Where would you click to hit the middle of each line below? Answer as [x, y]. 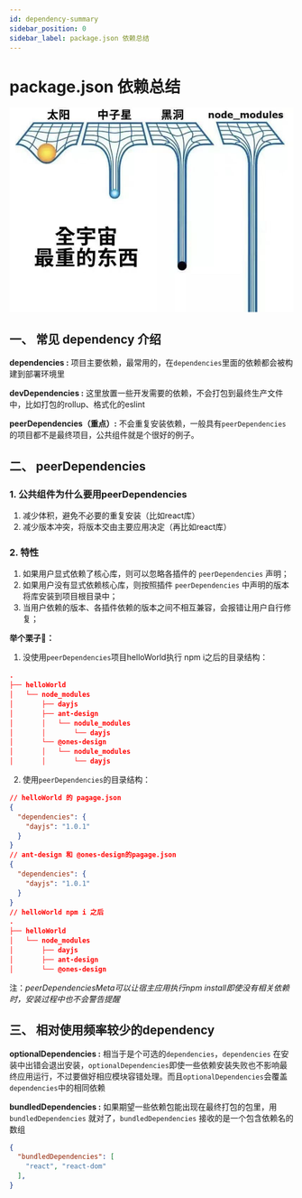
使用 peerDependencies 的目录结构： [87, 780]
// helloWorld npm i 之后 [57, 912]
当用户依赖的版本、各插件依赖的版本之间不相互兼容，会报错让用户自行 [153, 608]
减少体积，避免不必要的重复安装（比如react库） [111, 515]
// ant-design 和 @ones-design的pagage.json [93, 855]
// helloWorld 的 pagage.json [65, 798]
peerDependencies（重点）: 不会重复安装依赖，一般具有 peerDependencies [148, 423]
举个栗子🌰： [32, 638]
